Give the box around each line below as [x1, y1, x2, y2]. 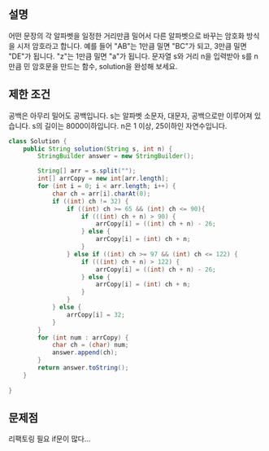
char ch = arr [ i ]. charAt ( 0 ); [51, 190, 151, 198]
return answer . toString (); [37, 364, 129, 372]
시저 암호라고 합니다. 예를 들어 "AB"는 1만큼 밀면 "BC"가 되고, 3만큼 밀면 [16, 41, 247, 50]
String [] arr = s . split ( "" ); [37, 167, 137, 175]
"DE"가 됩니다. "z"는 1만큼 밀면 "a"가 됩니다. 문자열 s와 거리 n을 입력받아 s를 [8, 51, 253, 61]
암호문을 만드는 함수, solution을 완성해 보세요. [32, 61, 178, 71]
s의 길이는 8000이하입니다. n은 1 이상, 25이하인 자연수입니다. [32, 120, 228, 130]
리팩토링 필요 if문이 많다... [8, 434, 91, 444]
